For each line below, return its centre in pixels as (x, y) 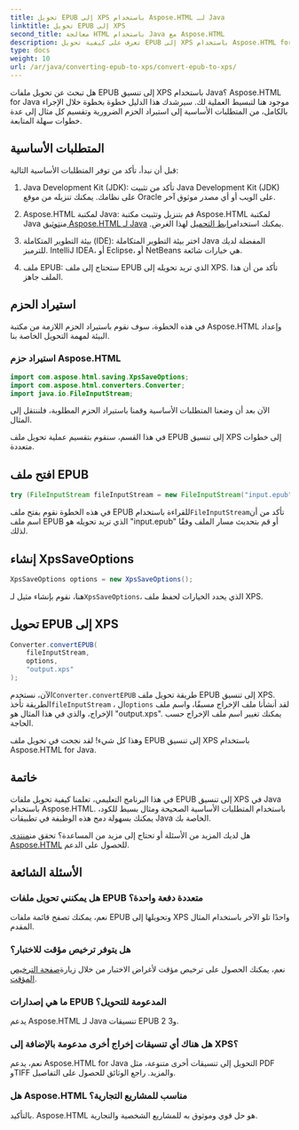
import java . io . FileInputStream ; (72, 393)
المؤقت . (24, 978)
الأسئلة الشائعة (46, 873)
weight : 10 (30, 59)
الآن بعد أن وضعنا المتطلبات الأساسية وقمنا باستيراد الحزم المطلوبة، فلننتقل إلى (140, 411)
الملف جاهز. (43, 276)
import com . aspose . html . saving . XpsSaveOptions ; (100, 377)
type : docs (30, 51)
